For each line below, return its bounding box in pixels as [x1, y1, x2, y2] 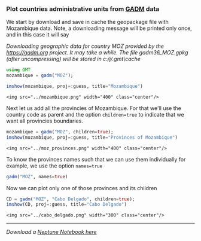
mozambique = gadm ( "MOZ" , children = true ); [6, 129, 114, 135]
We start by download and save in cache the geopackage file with [6, 19, 169, 26]
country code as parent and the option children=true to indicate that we [6, 111, 184, 118]
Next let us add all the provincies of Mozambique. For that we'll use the [6, 104, 181, 112]
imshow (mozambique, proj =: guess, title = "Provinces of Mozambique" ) [6, 134, 178, 141]
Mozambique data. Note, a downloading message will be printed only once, [6, 25, 193, 32]
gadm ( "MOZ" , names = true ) [6, 173, 68, 179]
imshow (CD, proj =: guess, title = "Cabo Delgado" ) [6, 202, 127, 208]
